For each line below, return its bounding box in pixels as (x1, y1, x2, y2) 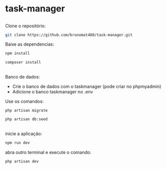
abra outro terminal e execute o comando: (5, 149, 91, 155)
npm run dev (5, 140, 30, 145)
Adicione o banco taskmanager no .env (12, 88, 93, 94)
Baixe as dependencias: (5, 41, 54, 47)
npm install (5, 51, 30, 56)
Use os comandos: (5, 98, 44, 104)
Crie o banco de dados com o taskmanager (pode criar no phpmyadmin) (12, 83, 162, 89)
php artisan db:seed (5, 117, 48, 122)
